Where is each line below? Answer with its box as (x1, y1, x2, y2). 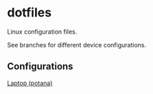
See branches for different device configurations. (7, 40, 146, 49)
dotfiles (7, 5, 52, 21)
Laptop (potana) (7, 79, 53, 87)
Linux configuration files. (7, 27, 78, 36)
